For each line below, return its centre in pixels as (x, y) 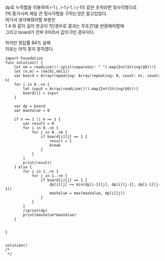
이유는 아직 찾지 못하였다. (30, 49)
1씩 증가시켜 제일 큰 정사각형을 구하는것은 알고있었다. (56, 13)
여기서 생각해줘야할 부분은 (30, 20)
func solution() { (24, 63)
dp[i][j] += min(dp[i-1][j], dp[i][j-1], (93, 184)
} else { (23, 167)
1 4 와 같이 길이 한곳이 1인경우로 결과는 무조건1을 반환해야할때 (65, 26)
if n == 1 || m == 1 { (37, 119)
